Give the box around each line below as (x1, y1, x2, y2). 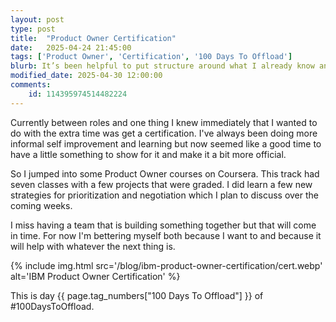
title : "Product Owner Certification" (10, 33, 177, 43)
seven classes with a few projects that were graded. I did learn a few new (10, 178, 313, 190)
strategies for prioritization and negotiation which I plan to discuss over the (10, 189, 320, 201)
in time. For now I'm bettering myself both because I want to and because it (10, 229, 322, 241)
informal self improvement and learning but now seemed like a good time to (10, 137, 322, 150)
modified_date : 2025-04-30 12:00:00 (10, 71, 163, 81)
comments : (10, 80, 52, 90)
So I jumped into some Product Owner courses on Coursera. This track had (10, 167, 320, 180)
